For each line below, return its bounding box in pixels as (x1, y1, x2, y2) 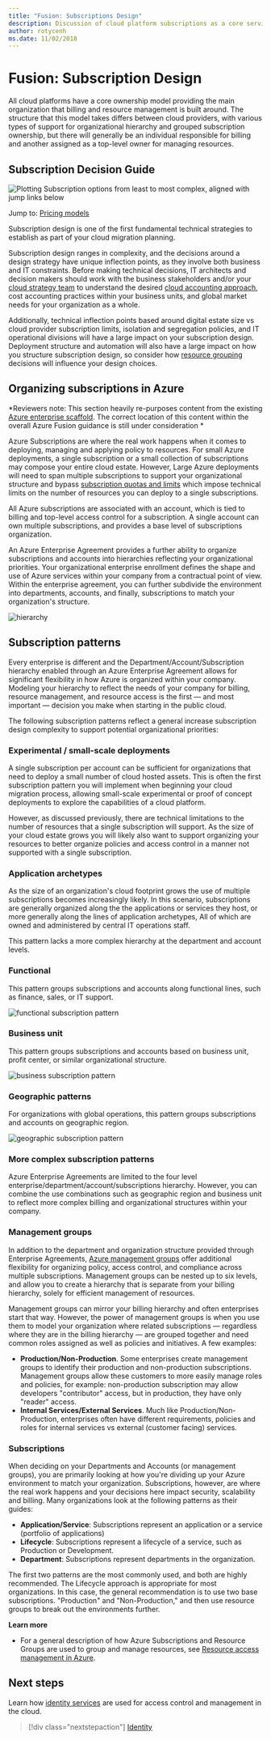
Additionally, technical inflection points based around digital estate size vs (8, 316, 255, 325)
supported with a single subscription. (8, 847, 132, 857)
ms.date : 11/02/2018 (8, 34, 78, 43)
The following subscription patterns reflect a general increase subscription (8, 715, 256, 725)
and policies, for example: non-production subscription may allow (19, 1379, 239, 1389)
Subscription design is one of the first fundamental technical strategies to (8, 224, 252, 233)
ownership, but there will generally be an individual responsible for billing (8, 130, 252, 140)
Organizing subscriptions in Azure (8, 382, 185, 396)
